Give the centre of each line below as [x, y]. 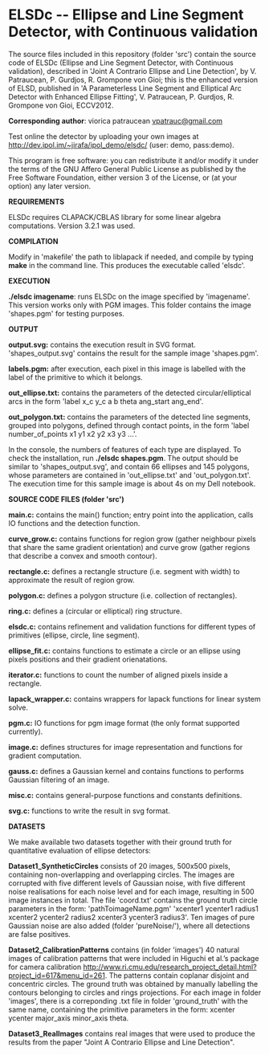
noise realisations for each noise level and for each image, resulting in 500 [131, 891]
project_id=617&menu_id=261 [57, 975]
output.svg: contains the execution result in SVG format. [102, 344]
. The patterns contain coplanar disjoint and [177, 975]
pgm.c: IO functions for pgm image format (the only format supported [124, 723]
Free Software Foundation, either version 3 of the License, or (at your [123, 177]
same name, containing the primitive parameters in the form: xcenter [122, 1009]
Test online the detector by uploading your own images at [104, 136]
